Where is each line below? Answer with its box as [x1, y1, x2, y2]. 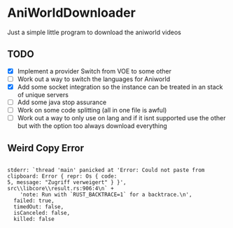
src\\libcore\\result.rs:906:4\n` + [7, 185, 114, 192]
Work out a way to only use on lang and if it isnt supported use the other [17, 114, 226, 122]
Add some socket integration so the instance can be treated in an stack [17, 83, 223, 91]
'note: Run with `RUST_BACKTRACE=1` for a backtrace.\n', [20, 191, 192, 198]
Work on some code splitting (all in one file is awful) [17, 106, 167, 114]
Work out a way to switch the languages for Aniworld [17, 75, 170, 83]
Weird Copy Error [7, 142, 85, 154]
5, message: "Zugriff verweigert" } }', [7, 178, 127, 186]
